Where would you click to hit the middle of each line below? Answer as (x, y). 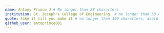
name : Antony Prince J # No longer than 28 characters (62, 9)
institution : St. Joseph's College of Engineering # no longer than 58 (81, 14)
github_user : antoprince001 (34, 23)
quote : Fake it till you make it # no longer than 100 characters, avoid (82, 18)
